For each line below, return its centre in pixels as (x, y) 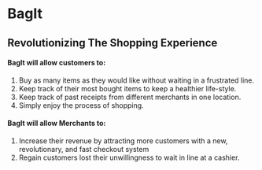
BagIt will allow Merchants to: (57, 124)
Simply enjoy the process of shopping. (81, 105)
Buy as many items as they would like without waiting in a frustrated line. (137, 80)
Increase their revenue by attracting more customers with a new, (123, 140)
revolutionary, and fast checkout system (84, 149)
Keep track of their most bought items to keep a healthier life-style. (127, 88)
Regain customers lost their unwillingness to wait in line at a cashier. (129, 157)
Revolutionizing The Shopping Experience (113, 43)
